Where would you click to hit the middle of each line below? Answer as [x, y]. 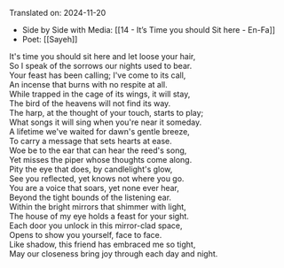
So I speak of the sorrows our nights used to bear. [101, 66]
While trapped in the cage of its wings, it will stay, [100, 94]
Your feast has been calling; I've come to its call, [98, 75]
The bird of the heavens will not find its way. [90, 103]
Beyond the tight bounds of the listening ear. [90, 197]
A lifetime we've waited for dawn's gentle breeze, [100, 131]
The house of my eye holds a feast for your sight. [99, 216]
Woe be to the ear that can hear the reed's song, [98, 150]
